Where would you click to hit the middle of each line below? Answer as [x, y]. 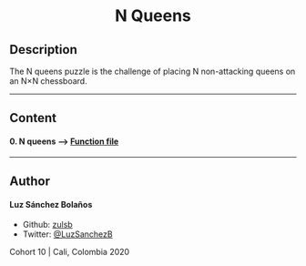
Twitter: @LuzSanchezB [67, 234]
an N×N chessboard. [49, 81]
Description [43, 50]
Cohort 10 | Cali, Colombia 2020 [70, 252]
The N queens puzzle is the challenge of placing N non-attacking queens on [153, 71]
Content [33, 118]
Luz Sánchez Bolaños [51, 204]
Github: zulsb [47, 225]
